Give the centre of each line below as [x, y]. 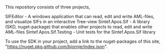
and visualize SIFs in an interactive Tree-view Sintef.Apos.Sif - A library [78, 22]
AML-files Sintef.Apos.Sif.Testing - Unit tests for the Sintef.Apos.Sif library [80, 32]
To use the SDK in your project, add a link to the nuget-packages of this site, [83, 41]
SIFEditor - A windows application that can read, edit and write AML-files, [80, 16]
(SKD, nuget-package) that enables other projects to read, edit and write [79, 27]
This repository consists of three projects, [48, 7]
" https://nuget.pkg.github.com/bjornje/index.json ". [56, 46]
